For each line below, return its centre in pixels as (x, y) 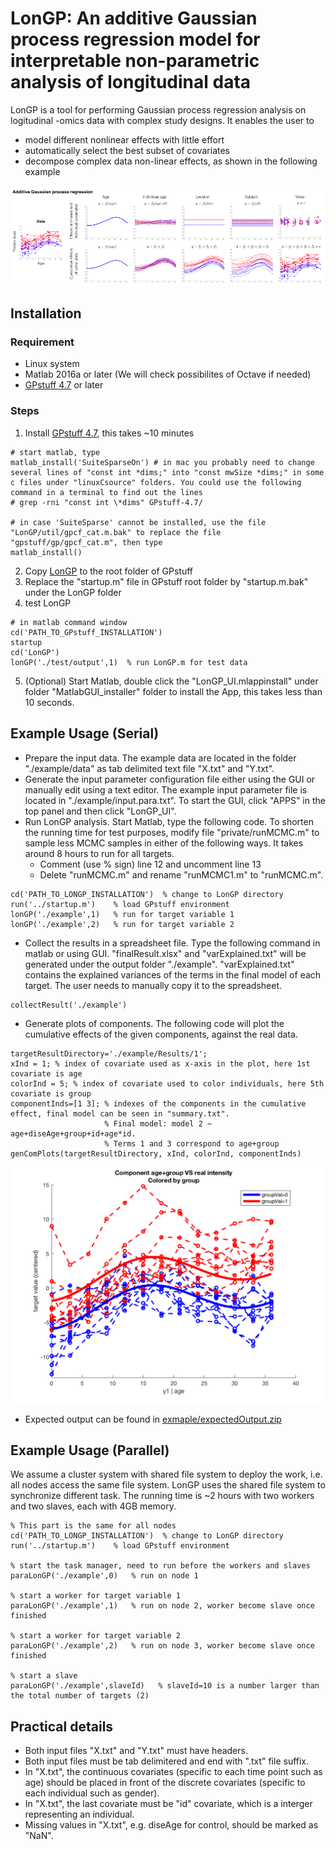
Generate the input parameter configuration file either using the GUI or (170, 779)
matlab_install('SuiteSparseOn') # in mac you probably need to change (162, 462)
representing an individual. (79, 1814)
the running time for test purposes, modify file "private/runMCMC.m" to (172, 832)
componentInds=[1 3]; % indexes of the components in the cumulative (158, 1103)
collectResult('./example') (69, 1005)
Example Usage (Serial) (85, 733)
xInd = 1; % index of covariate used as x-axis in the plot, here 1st (160, 1063)
